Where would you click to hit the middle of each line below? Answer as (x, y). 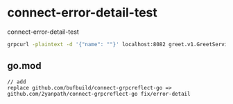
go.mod (24, 66)
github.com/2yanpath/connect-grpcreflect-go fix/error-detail (99, 94)
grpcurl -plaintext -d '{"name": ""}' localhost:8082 (87, 44)
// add (17, 82)
